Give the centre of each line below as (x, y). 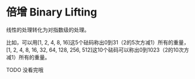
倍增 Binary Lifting (52, 12)
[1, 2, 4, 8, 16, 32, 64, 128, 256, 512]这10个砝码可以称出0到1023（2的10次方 (97, 50)
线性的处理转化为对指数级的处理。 (48, 30)
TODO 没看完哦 (25, 69)
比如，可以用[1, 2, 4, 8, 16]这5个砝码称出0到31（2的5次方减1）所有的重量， (97, 42)
